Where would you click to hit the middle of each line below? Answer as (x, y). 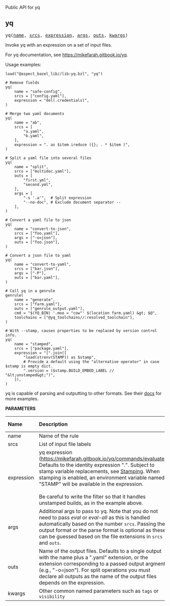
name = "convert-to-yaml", (43, 264)
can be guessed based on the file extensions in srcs (101, 536)
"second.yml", (38, 184)
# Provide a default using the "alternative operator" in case (91, 361)
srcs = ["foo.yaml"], (37, 233)
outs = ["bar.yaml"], (37, 277)
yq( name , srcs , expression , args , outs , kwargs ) (67, 35)
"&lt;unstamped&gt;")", (30, 375)
